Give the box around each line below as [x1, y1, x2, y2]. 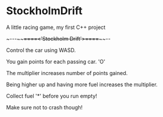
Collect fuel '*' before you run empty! [6, 92, 98, 99]
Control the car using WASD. [6, 46, 76, 54]
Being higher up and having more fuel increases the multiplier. [6, 81, 158, 88]
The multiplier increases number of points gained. [6, 69, 128, 76]
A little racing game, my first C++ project [6, 24, 106, 31]
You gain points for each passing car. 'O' [6, 58, 106, 65]
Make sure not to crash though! [6, 103, 83, 110]
